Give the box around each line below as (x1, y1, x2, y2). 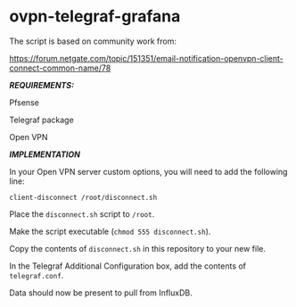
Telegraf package (9, 114, 74, 125)
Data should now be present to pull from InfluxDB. (9, 287, 193, 298)
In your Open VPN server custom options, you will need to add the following (9, 166, 288, 177)
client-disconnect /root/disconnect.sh (9, 193, 158, 202)
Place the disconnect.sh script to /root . (9, 208, 155, 220)
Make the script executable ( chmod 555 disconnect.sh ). (9, 226, 211, 236)
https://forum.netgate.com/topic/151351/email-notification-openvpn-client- (9, 53, 284, 63)
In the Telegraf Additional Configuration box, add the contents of (9, 261, 247, 271)
